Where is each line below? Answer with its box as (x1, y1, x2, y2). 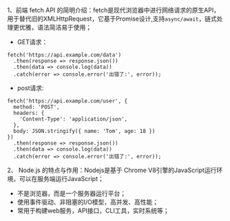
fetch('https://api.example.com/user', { (7, 98, 128, 105)
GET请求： (17, 38, 48, 46)
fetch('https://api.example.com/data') (7, 52, 122, 59)
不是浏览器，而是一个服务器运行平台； (17, 189, 126, 198)
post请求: (17, 84, 44, 92)
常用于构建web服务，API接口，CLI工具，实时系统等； (17, 207, 169, 215)
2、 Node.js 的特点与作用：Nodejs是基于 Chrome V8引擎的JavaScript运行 (7, 166, 217, 174)
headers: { (13, 109, 45, 116)
